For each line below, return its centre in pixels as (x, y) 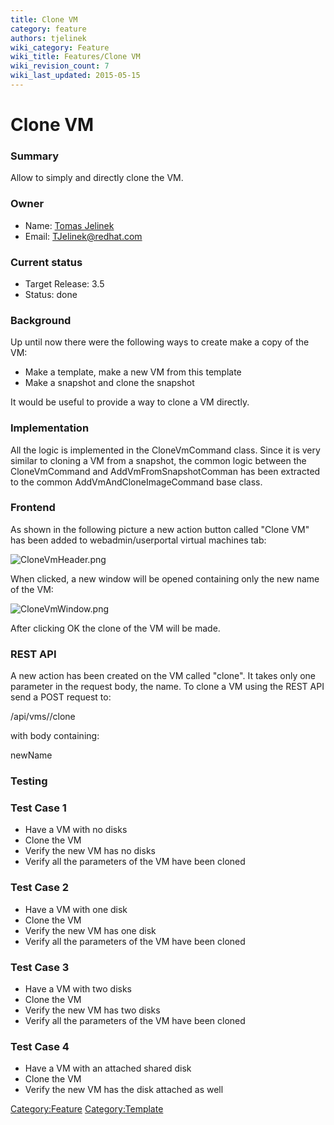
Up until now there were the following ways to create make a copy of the (160, 342)
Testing (29, 781)
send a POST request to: (61, 697)
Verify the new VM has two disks (92, 1010)
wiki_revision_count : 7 (60, 66)
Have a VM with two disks (78, 988)
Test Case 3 (40, 967)
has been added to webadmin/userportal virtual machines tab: (138, 540)
